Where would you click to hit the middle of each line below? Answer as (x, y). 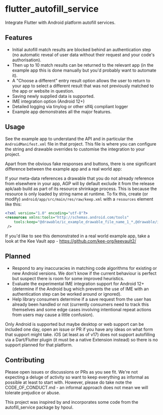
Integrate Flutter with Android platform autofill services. (60, 22)
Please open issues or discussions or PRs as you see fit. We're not (72, 372)
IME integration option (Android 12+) (48, 101)
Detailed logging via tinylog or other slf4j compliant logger (70, 106)
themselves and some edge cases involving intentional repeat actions (81, 309)
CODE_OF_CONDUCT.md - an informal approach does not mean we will (77, 387)
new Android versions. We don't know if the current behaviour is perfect (84, 273)
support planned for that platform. (39, 345)
